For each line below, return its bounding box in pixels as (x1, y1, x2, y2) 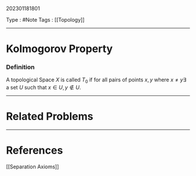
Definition (6, 63, 35, 71)
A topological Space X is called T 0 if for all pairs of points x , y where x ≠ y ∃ (6, 76, 187, 85)
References (6, 144, 63, 157)
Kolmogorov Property (6, 42, 113, 56)
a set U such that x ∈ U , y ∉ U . (6, 84, 82, 91)
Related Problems (6, 110, 93, 123)
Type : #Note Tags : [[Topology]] (6, 16, 85, 23)
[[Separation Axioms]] (6, 163, 60, 170)
